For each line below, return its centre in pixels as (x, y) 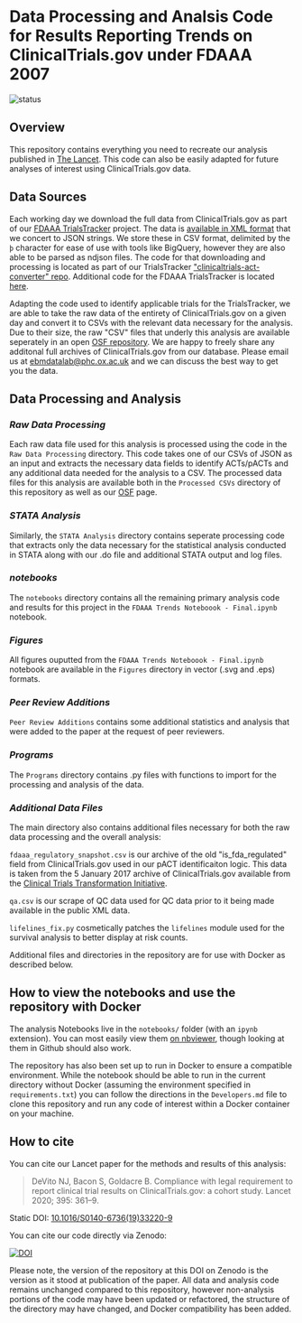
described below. (41, 964)
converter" (29, 276)
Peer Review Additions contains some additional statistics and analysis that (150, 722)
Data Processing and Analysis (96, 399)
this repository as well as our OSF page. (83, 492)
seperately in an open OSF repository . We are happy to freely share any (142, 341)
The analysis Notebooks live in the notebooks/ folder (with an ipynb (134, 1029)
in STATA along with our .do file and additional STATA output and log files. (146, 554)
